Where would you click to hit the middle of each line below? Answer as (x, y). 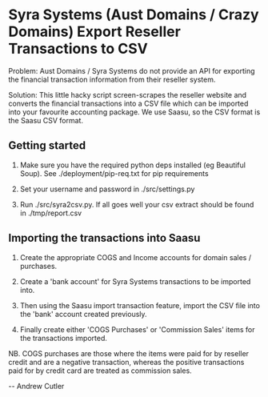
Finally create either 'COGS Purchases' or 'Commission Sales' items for (137, 329)
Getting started (47, 146)
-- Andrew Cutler (36, 386)
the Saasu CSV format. (46, 120)
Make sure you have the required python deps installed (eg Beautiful (133, 165)
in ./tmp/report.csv (51, 213)
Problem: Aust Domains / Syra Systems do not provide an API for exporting (132, 70)
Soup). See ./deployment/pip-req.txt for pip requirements (114, 173)
